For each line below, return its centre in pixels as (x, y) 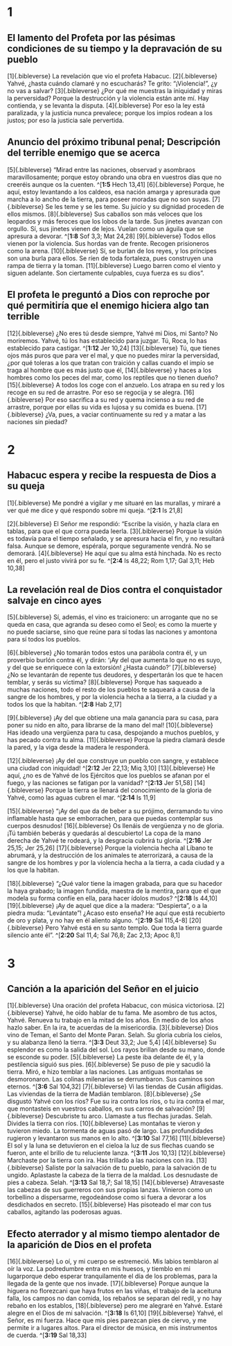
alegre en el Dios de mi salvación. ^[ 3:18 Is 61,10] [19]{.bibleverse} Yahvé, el (115, 1313)
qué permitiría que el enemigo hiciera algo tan (108, 306)
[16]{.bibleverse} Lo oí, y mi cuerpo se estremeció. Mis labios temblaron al (113, 1261)
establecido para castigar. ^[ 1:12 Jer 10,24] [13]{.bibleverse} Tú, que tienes (114, 348)
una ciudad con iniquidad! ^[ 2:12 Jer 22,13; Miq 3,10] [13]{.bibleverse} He (111, 768)
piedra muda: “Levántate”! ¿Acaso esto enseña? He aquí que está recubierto (116, 913)
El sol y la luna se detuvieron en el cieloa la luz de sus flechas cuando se (111, 1145)
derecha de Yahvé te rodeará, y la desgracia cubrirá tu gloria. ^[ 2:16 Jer (110, 841)
